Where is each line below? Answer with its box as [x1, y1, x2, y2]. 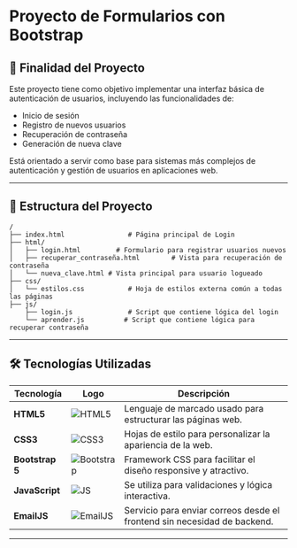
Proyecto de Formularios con [9, 6, 225, 27]
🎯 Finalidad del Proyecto [9, 60, 146, 75]
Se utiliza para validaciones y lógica [124, 478, 272, 490]
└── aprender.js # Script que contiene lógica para [25, 315, 255, 324]
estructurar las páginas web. [124, 413, 243, 426]
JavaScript [13, 484, 60, 497]
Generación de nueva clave [21, 139, 122, 149]
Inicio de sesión [21, 111, 80, 120]
